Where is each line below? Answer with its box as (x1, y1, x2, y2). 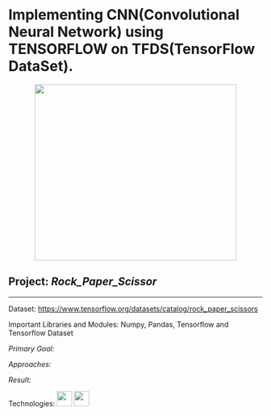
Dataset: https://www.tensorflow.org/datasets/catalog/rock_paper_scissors (8, 304, 258, 314)
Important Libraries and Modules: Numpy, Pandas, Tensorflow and (8, 319, 229, 329)
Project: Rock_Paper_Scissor (8, 275, 157, 289)
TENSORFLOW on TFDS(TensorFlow (8, 40, 256, 58)
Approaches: (8, 359, 52, 368)
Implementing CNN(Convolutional (8, 6, 240, 24)
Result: (8, 375, 31, 385)
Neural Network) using (8, 23, 164, 41)
